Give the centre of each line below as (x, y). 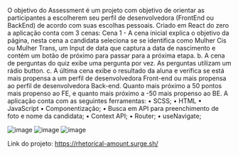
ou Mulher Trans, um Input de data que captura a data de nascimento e (112, 48)
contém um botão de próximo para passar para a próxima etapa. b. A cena (116, 55)
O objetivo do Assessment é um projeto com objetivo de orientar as (106, 10)
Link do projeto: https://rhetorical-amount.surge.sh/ (83, 144)
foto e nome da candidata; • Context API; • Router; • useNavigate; (104, 116)
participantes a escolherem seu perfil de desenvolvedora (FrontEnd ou (111, 18)
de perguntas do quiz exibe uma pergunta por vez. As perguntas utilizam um (120, 63)
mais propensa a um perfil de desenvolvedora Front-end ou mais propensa (117, 78)
